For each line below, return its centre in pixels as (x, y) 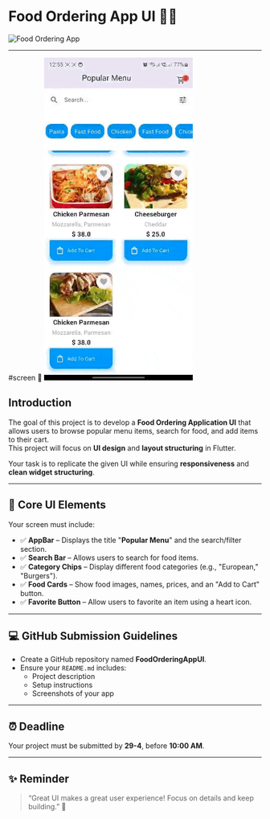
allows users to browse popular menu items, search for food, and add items (133, 430)
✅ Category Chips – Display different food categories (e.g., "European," (139, 566)
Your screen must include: (51, 524)
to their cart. (29, 439)
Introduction (40, 403)
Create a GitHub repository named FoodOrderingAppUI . (113, 660)
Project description (63, 677)
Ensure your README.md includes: (73, 668)
